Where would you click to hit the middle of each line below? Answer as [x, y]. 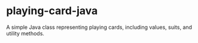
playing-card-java [52, 11]
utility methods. [25, 33]
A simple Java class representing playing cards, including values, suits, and [99, 27]
